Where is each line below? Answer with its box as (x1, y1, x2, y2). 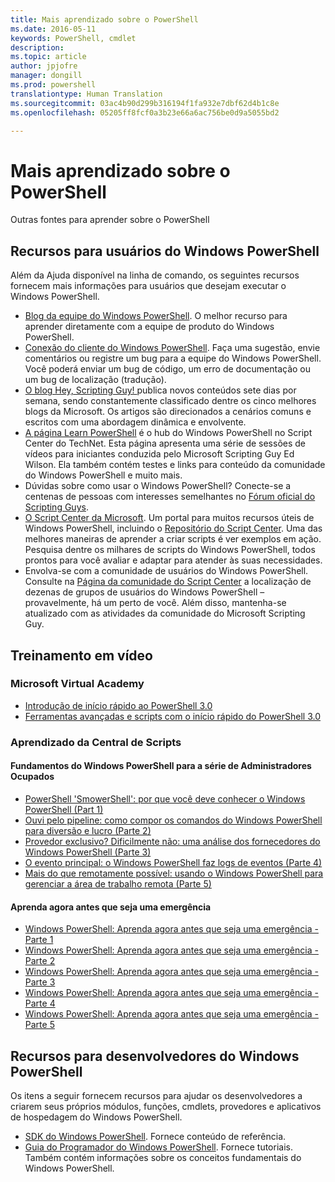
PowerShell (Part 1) (24, 803, 104, 815)
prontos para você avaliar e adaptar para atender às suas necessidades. (24, 554, 323, 566)
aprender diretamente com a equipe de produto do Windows (24, 321, 275, 333)
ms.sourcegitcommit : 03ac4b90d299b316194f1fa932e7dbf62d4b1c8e (10, 98, 280, 108)
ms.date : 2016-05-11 (10, 24, 97, 34)
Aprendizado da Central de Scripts (10, 735, 182, 749)
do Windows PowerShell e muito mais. (24, 469, 183, 481)
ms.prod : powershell (10, 80, 97, 90)
